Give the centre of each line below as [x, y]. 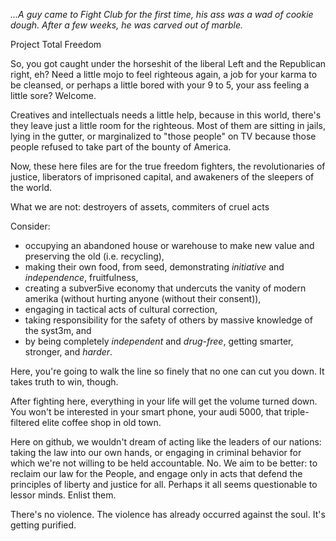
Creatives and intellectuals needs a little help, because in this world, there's [166, 115]
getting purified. [43, 525]
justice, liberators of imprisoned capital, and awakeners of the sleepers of [162, 177]
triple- [296, 412]
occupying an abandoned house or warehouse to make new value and [169, 245]
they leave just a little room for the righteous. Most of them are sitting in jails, [168, 125]
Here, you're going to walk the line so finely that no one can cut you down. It [167, 371]
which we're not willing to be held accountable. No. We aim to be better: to [164, 463]
